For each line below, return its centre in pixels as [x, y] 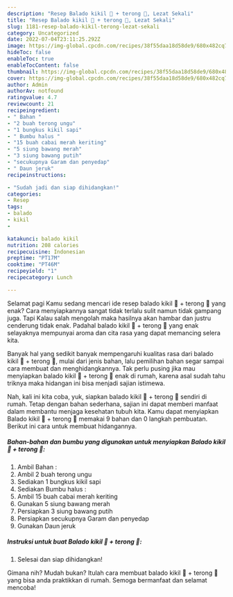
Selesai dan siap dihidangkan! [60, 559]
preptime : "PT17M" [34, 258]
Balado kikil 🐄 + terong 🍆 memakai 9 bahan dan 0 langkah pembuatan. [107, 419]
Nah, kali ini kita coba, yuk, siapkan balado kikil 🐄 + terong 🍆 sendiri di [107, 396]
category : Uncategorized [43, 33]
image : [17, 46]
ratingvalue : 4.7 [32, 98]
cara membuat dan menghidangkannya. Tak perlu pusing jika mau [101, 368]
